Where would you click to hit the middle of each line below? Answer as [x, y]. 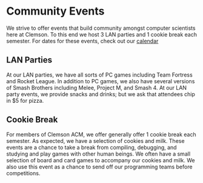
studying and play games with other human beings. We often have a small [98, 154]
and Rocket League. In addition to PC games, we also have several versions [101, 81]
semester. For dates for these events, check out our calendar [82, 41]
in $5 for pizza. [25, 100]
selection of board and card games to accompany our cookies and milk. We [101, 160]
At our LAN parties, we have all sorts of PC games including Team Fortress [99, 75]
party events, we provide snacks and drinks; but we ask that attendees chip [101, 94]
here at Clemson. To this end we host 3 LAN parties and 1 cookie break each [101, 34]
